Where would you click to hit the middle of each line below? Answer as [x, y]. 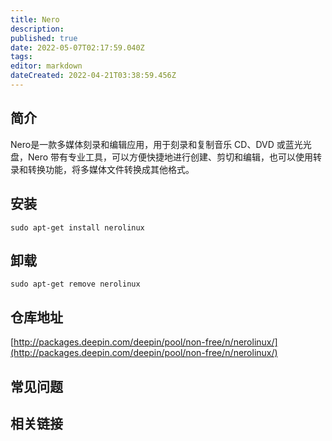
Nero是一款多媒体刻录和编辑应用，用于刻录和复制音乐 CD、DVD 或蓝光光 [161, 144]
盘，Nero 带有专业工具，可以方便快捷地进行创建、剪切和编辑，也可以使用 [162, 157]
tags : [21, 57]
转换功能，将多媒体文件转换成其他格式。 [111, 169]
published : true [44, 38]
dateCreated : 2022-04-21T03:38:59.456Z [93, 76]
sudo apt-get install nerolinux [77, 227]
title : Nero [35, 19]
